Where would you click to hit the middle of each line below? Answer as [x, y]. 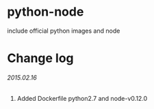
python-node [46, 12]
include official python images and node [64, 31]
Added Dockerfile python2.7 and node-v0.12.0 [82, 99]
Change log [40, 58]
